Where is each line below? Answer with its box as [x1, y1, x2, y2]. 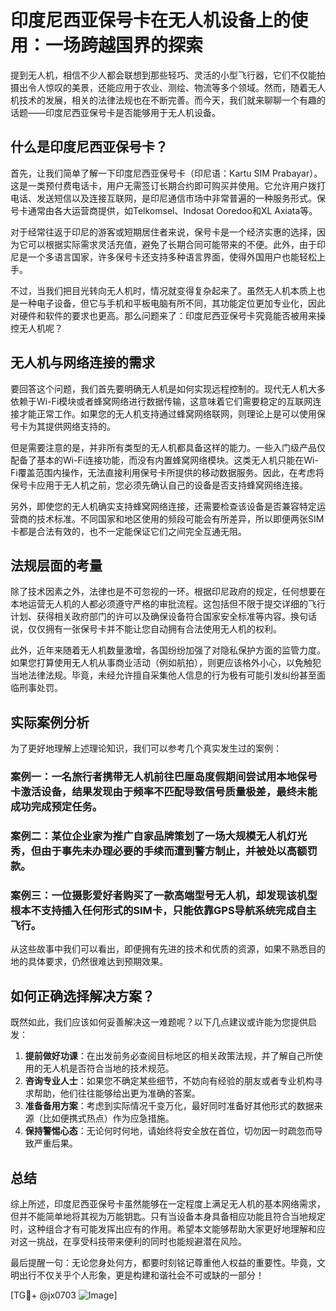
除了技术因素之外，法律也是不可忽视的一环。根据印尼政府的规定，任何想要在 [10, 586, 326, 598]
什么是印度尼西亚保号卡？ [10, 139, 168, 156]
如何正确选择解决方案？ [10, 987, 155, 1005]
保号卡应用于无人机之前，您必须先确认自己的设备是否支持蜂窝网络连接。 [10, 479, 308, 491]
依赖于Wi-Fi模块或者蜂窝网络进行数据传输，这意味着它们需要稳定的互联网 [10, 395, 313, 407]
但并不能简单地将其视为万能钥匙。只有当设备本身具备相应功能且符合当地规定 [10, 1210, 326, 1222]
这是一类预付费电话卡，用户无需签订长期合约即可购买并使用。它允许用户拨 [10, 179, 317, 191]
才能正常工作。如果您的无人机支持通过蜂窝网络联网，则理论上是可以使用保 [18, 407, 326, 420]
